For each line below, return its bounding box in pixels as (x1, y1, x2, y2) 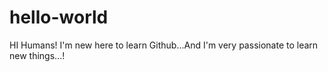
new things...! (9, 49, 66, 61)
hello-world (9, 6, 109, 29)
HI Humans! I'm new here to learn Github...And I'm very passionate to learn (9, 39, 319, 51)
